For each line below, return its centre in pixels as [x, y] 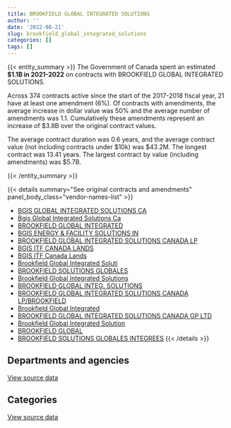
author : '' [23, 21]
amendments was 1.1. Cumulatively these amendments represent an [106, 118]
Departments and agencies [68, 360]
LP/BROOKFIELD [42, 301]
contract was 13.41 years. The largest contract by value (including [103, 154]
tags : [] [20, 47]
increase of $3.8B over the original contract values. [82, 126]
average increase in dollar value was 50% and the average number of [109, 111]
